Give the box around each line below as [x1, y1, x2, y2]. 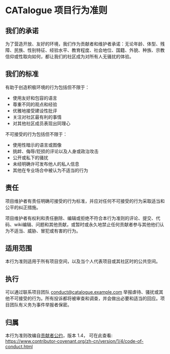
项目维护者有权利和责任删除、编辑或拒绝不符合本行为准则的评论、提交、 [5, 215, 156, 221]
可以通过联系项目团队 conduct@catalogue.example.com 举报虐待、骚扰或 [5, 289, 159, 295]
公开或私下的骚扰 [12, 154, 49, 160]
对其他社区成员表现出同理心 [12, 120, 71, 126]
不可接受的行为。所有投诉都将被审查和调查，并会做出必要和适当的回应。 [9, 295, 160, 302]
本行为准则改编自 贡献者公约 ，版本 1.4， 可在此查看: [5, 333, 113, 339]
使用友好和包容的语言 [12, 95, 57, 101]
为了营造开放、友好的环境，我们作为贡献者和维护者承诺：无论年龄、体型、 [5, 41, 160, 47]
